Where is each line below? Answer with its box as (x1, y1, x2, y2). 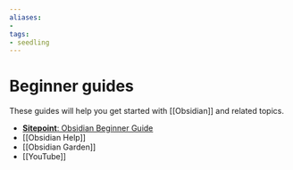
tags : (9, 29, 29, 38)
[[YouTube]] (21, 151, 67, 162)
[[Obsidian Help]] (21, 133, 87, 143)
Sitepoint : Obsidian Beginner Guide (21, 123, 154, 134)
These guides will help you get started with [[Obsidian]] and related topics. (9, 106, 284, 117)
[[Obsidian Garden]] (21, 142, 96, 152)
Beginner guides (9, 77, 134, 96)
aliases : (9, 12, 42, 22)
